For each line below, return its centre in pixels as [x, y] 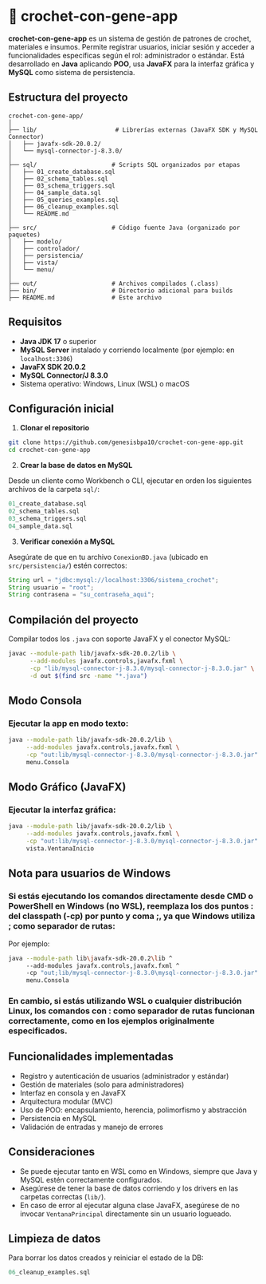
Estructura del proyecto [68, 98]
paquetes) [25, 235]
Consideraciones [52, 1152]
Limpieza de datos [55, 1239]
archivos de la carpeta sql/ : [54, 489]
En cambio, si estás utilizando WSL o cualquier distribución [125, 1001]
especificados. [38, 1031]
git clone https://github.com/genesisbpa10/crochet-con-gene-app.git [126, 442]
